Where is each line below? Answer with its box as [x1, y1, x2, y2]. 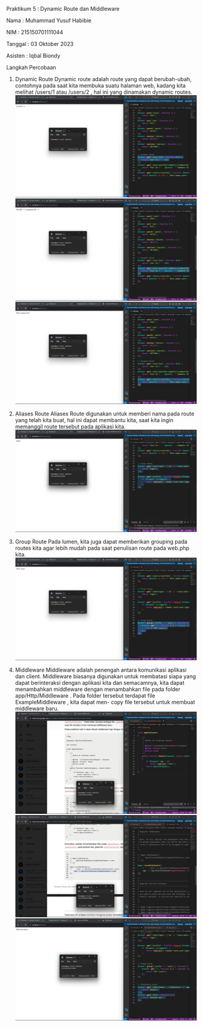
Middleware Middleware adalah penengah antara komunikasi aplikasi [14, 666, 187, 673]
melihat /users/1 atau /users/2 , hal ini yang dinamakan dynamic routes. [14, 88, 193, 96]
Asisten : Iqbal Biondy [6, 52, 60, 59]
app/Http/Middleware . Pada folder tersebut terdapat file [14, 692, 155, 699]
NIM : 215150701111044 [6, 28, 63, 36]
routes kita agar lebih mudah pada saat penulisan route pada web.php [14, 544, 190, 552]
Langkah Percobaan [6, 64, 56, 71]
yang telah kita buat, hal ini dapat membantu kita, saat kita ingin [14, 417, 174, 424]
